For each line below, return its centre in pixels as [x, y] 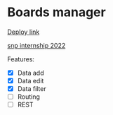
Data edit [31, 81]
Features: [21, 59]
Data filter [32, 89]
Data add [31, 73]
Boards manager [57, 12]
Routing [29, 97]
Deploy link [24, 32]
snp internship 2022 [36, 45]
